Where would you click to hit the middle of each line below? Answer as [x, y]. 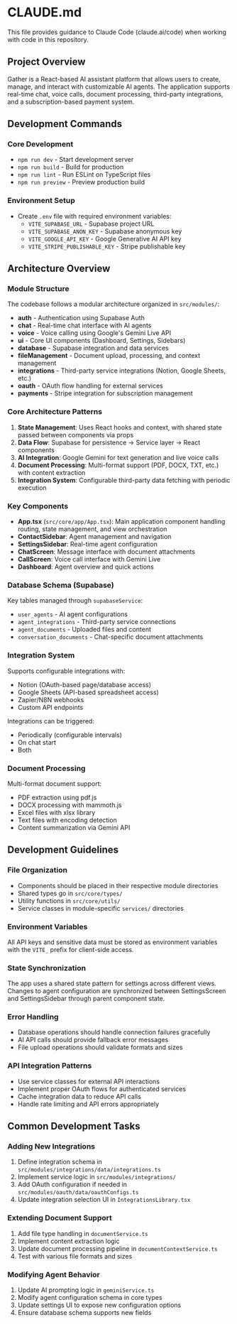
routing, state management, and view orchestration [92, 529]
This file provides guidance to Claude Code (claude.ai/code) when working [117, 32]
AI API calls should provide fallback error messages [93, 1040]
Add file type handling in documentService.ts [83, 1233]
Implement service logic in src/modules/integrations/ [97, 1177]
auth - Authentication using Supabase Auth [81, 318]
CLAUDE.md [45, 12]
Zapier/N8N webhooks [51, 699]
